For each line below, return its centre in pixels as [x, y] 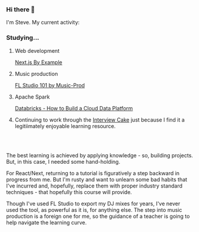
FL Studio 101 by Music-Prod [50, 85]
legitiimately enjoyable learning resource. [65, 126]
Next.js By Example [38, 62]
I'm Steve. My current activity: [43, 23]
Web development [37, 50]
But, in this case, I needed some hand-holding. [63, 161]
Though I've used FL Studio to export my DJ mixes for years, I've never [93, 204]
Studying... [23, 38]
